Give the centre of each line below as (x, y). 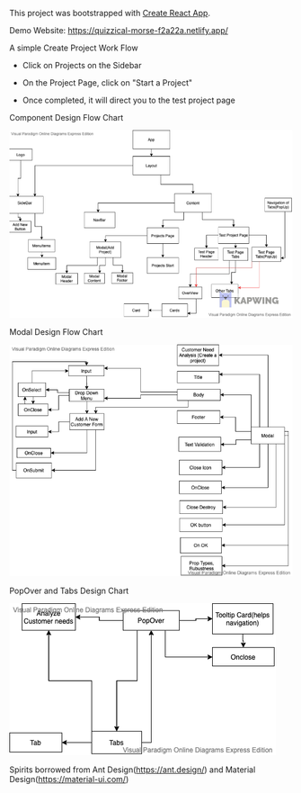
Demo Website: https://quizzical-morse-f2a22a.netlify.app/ (119, 30)
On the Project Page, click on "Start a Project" (107, 83)
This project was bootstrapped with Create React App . (110, 13)
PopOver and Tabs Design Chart (69, 591)
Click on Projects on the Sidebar (82, 65)
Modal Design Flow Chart (56, 331)
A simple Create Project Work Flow (74, 48)
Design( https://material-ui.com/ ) (69, 779)
